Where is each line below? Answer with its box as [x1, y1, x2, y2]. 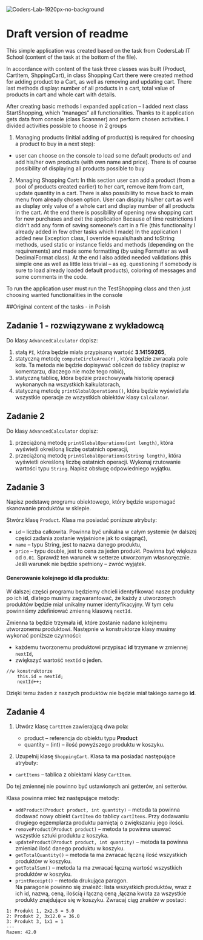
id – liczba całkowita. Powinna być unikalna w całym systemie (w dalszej [15, 528, 197, 536]
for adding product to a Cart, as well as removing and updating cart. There [6, 78, 192, 85]
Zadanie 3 [6, 482, 45, 492]
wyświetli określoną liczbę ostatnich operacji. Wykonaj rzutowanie [15, 458, 181, 465]
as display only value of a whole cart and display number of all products [15, 202, 195, 209]
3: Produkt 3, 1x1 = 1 [6, 919, 64, 925]
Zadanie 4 [6, 707, 45, 717]
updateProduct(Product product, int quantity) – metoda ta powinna [15, 838, 188, 845]
